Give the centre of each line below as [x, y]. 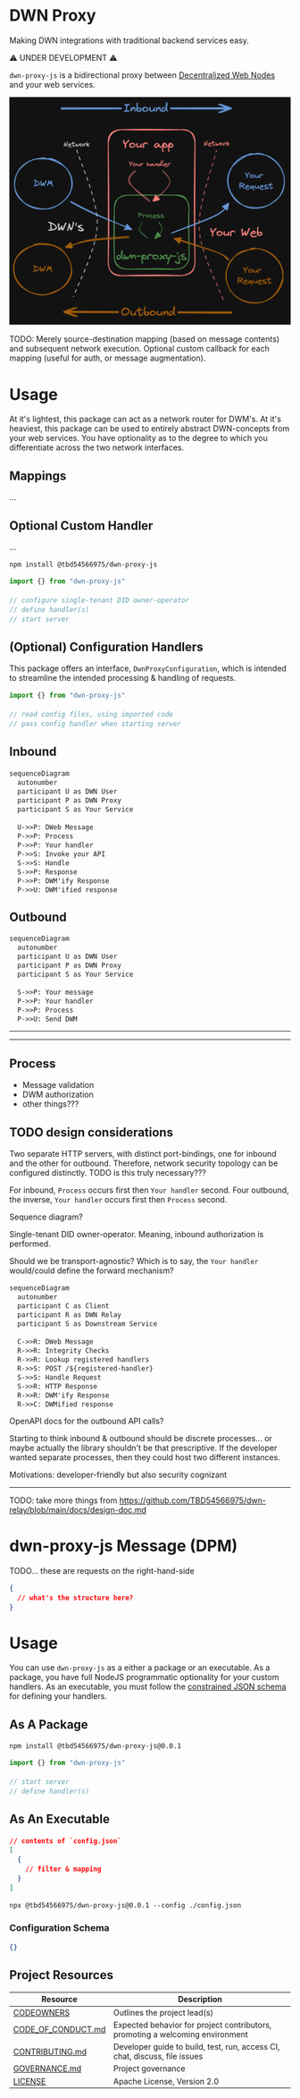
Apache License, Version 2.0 [166, 2081]
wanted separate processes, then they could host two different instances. [145, 1457]
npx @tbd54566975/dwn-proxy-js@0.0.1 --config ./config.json [125, 1905]
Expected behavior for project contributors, [192, 2025]
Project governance [149, 2068]
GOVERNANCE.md [47, 2068]
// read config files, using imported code [92, 714]
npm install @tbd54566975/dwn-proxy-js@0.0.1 [95, 1746]
